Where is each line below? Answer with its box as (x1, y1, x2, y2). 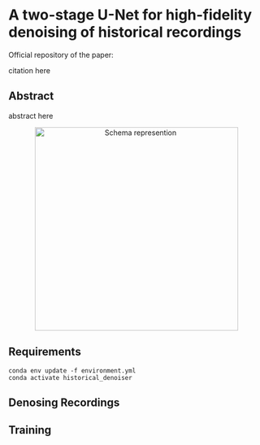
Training (8, 423, 52, 437)
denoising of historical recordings (8, 23, 242, 41)
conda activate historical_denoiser (8, 373, 132, 382)
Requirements (8, 345, 81, 359)
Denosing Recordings (8, 395, 120, 409)
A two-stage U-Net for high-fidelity (8, 6, 253, 24)
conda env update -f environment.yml (8, 366, 136, 375)
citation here (8, 65, 51, 75)
